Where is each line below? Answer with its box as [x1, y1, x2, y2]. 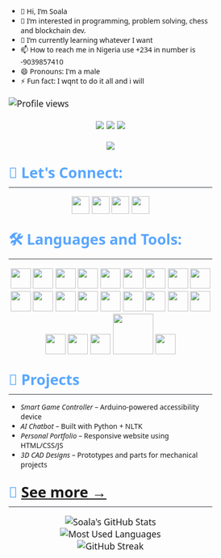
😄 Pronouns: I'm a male [20, 66, 101, 77]
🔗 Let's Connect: [8, 162, 123, 183]
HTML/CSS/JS [20, 439, 64, 451]
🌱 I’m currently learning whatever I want [20, 35, 153, 45]
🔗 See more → [8, 481, 107, 502]
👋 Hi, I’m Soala [20, 6, 68, 16]
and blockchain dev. [20, 25, 86, 36]
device [20, 411, 42, 422]
